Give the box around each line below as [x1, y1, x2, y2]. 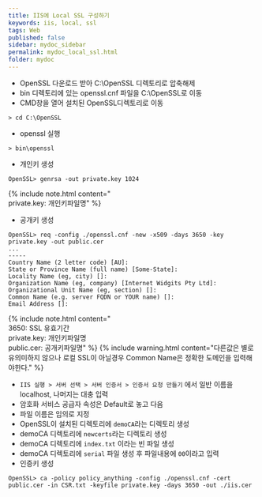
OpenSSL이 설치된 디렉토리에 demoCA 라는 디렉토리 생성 [19, 419, 189, 428]
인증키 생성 [19, 458, 54, 468]
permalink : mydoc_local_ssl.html [8, 48, 118, 56]
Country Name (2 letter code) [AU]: [8, 258, 129, 266]
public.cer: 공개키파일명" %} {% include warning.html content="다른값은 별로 [8, 343, 254, 352]
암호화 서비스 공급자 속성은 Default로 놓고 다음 [19, 399, 163, 409]
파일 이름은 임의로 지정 [19, 409, 90, 419]
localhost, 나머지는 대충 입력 [19, 389, 109, 399]
